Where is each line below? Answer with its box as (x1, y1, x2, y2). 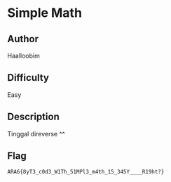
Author (7, 33, 39, 45)
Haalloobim (7, 51, 40, 60)
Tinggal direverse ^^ (7, 129, 65, 138)
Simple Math (7, 5, 83, 21)
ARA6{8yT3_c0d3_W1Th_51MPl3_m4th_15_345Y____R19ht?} (7, 169, 165, 176)
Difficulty (7, 72, 49, 84)
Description (7, 111, 60, 123)
